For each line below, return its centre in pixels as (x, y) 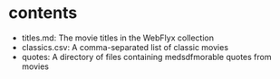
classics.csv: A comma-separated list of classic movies (125, 47)
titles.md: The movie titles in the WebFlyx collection (118, 38)
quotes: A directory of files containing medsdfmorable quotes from (146, 57)
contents (43, 13)
